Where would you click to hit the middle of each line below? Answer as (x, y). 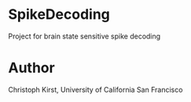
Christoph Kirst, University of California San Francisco (95, 89)
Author (31, 68)
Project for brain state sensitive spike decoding (84, 36)
